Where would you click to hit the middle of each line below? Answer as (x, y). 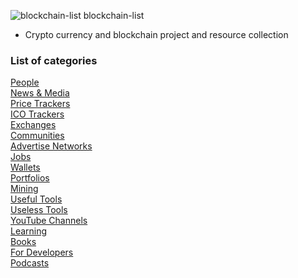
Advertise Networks (51, 146)
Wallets (25, 167)
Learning (29, 231)
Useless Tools (39, 210)
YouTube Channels (49, 221)
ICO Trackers (37, 114)
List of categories (54, 60)
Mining (24, 189)
